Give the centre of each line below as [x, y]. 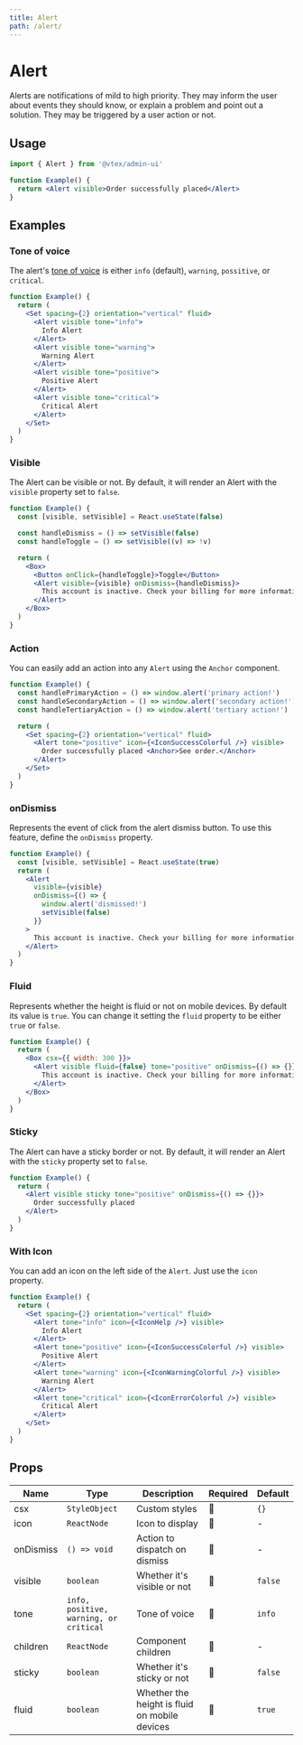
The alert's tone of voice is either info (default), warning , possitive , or [140, 271]
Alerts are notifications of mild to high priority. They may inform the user [143, 96]
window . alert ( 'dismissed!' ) [94, 904]
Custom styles [167, 1508]
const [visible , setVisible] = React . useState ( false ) [120, 517]
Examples [37, 225]
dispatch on [161, 1549]
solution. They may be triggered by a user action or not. [113, 115]
